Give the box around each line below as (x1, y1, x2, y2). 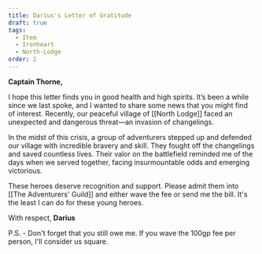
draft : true (8, 19, 47, 27)
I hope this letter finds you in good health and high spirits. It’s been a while (8, 92, 249, 101)
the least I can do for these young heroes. (8, 197, 144, 207)
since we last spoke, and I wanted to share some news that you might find (8, 100, 248, 110)
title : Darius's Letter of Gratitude (8, 11, 132, 20)
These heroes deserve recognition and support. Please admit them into (8, 181, 239, 190)
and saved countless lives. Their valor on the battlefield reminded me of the (8, 149, 253, 158)
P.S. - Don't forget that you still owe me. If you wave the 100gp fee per (8, 228, 236, 237)
